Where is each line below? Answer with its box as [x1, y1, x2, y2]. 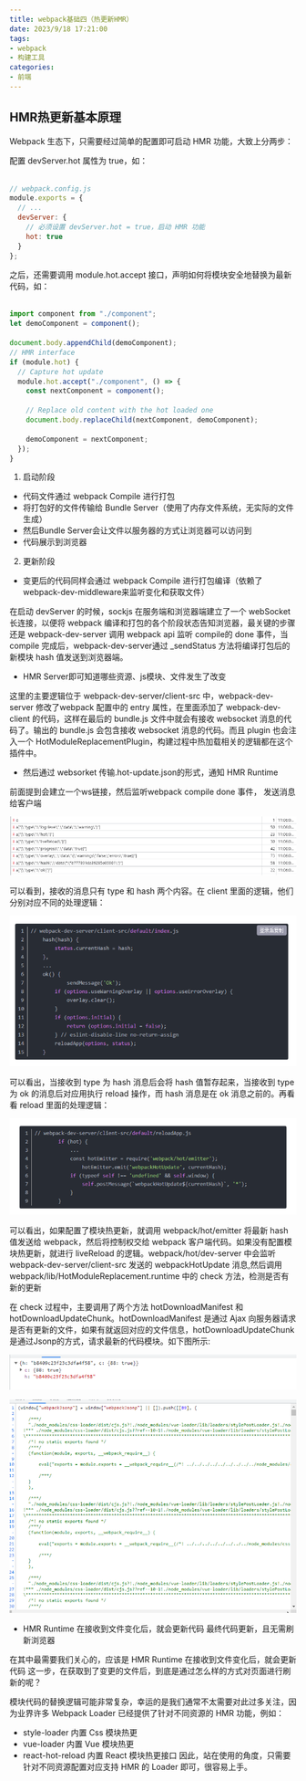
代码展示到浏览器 [22, 537, 87, 548]
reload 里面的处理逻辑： [19, 1100, 110, 1111]
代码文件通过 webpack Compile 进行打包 [22, 491, 176, 502]
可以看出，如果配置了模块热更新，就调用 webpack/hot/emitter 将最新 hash [9, 1224, 289, 1236]
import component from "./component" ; [9, 309, 157, 319]
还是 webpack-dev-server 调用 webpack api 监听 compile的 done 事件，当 [9, 629, 289, 640]
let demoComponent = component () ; [9, 320, 141, 329]
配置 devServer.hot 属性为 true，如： [9, 155, 148, 166]
